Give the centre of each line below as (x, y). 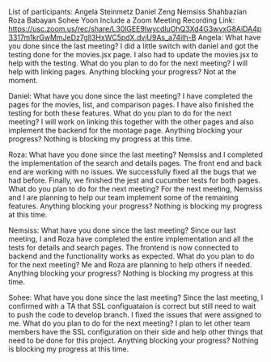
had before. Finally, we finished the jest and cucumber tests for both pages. (134, 180)
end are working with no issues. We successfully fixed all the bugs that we (133, 172)
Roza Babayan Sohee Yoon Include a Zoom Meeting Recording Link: (122, 20)
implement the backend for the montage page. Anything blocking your (125, 130)
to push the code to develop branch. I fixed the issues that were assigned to (135, 315)
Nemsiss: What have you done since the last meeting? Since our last (122, 230)
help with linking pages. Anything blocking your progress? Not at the (123, 72)
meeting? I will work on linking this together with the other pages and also (131, 122)
